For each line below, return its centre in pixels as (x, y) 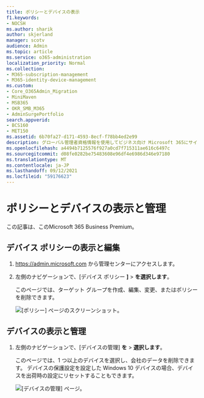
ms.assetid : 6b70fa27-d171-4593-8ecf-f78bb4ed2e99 (72, 137)
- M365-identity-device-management (51, 80)
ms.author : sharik (30, 29)
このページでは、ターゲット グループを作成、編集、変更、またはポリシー (106, 289)
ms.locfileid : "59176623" (39, 177)
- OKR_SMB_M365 (26, 108)
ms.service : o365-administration (49, 57)
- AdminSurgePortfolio (35, 114)
